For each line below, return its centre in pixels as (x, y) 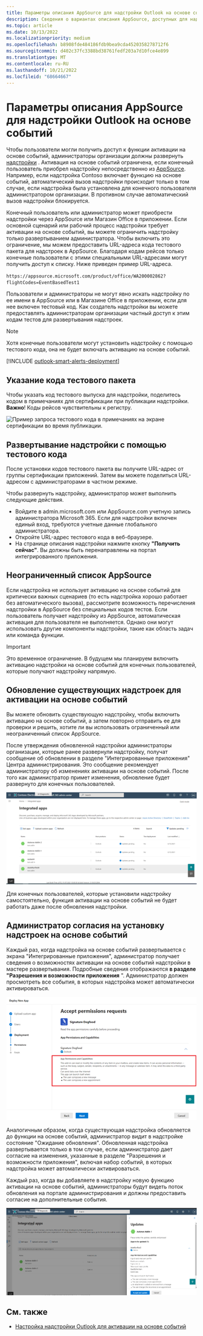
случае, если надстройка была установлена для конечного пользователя (101, 188)
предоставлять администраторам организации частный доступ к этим (98, 313)
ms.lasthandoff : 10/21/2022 (42, 70)
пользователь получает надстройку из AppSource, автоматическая (93, 615)
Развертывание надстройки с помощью (86, 445)
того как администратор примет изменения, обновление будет (88, 777)
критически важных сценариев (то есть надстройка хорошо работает (97, 596)
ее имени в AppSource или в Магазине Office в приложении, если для (97, 300)
